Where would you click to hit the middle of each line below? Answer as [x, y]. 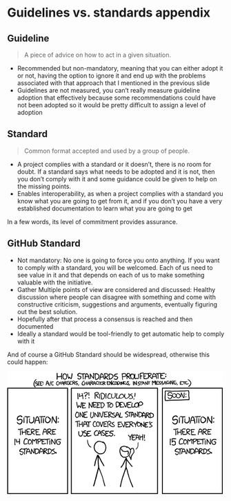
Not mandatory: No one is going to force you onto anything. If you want [118, 260]
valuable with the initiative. [55, 282]
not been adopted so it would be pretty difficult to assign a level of [111, 105]
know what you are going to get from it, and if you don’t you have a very [120, 201]
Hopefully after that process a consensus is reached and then [105, 319]
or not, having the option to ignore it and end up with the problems [111, 75]
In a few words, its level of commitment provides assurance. [92, 221]
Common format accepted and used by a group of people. [107, 151]
